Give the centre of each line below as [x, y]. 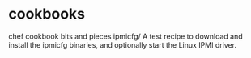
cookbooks [47, 14]
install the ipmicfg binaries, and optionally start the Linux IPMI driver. [123, 44]
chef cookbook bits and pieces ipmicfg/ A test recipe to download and [125, 36]
